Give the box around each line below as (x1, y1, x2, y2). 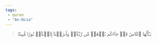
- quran (7, 12, 24, 17)
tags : (5, 7, 17, 13)
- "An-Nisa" (7, 17, 33, 22)
